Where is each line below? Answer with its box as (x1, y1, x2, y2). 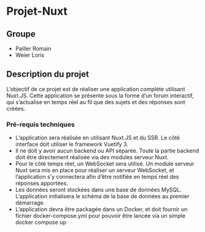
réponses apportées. (15, 179, 69, 187)
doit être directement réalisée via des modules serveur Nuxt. (15, 154, 169, 161)
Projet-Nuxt (6, 4, 68, 18)
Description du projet (6, 69, 90, 80)
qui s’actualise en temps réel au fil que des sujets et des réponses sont (6, 98, 185, 105)
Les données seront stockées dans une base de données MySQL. (15, 186, 182, 193)
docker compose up (15, 219, 66, 226)
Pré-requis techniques (6, 120, 75, 129)
